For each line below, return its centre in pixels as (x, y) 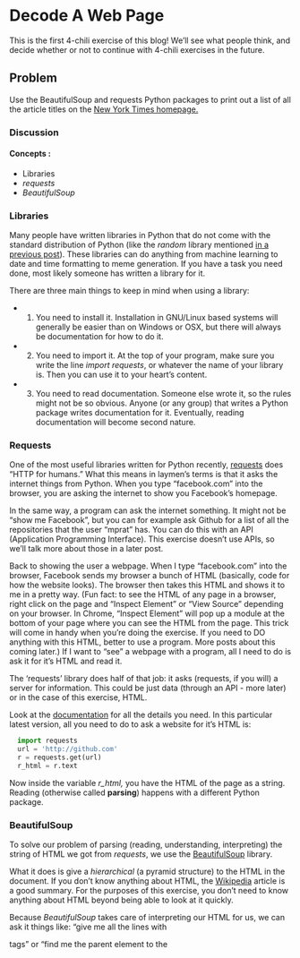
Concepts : (30, 154)
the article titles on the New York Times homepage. (104, 109)
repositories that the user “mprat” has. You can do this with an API (131, 530)
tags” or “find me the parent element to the (89, 945)
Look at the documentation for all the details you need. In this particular (141, 715)
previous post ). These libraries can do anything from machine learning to (144, 254)
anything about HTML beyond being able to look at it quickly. (122, 900)
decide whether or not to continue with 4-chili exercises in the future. (137, 49)
